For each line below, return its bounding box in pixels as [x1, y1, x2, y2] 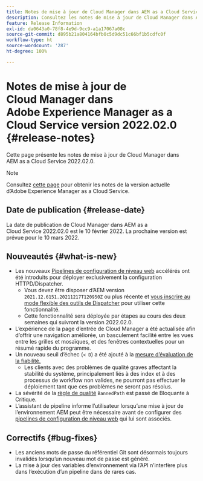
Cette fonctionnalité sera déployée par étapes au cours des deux [24, 312, 186, 319]
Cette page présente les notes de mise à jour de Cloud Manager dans [6, 151, 179, 158]
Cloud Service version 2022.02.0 [6, 118, 177, 132]
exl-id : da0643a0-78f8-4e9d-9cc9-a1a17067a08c [6, 25, 126, 32]
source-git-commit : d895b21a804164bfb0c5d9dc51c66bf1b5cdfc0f [6, 31, 166, 38]
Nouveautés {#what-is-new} [6, 251, 117, 261]
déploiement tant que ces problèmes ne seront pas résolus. [24, 383, 173, 390]
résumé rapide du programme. [14, 344, 92, 352]
